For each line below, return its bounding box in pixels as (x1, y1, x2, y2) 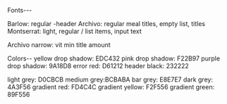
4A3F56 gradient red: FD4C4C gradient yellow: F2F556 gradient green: (7, 83, 215, 91)
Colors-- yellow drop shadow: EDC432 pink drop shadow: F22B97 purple (7, 54, 221, 63)
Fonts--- (7, 6, 32, 14)
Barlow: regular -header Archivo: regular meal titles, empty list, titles (7, 20, 206, 27)
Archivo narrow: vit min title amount (7, 41, 111, 48)
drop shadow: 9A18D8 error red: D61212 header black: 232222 (7, 62, 189, 70)
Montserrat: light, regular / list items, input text (7, 27, 142, 35)
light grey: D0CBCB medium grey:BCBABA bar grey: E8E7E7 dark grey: (7, 75, 214, 84)
